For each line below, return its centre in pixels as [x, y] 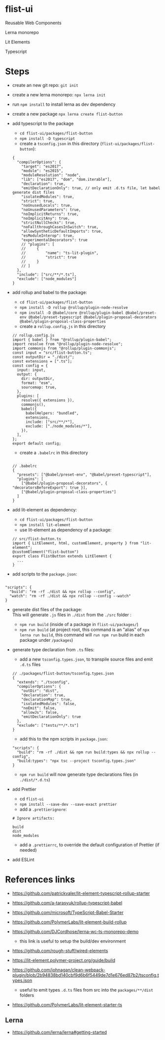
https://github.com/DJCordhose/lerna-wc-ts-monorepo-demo [75, 931]
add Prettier [24, 789]
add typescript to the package [43, 123]
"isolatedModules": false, [49, 704]
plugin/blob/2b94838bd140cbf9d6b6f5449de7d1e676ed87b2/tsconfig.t [85, 975]
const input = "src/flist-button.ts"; [52, 353]
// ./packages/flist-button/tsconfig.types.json [63, 673]
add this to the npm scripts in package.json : [64, 739]
